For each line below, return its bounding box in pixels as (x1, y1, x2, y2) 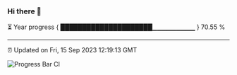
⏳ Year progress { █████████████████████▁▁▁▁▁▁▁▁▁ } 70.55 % (7, 23, 226, 31)
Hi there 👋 (7, 6, 42, 16)
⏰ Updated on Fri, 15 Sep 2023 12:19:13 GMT (7, 46, 138, 54)
